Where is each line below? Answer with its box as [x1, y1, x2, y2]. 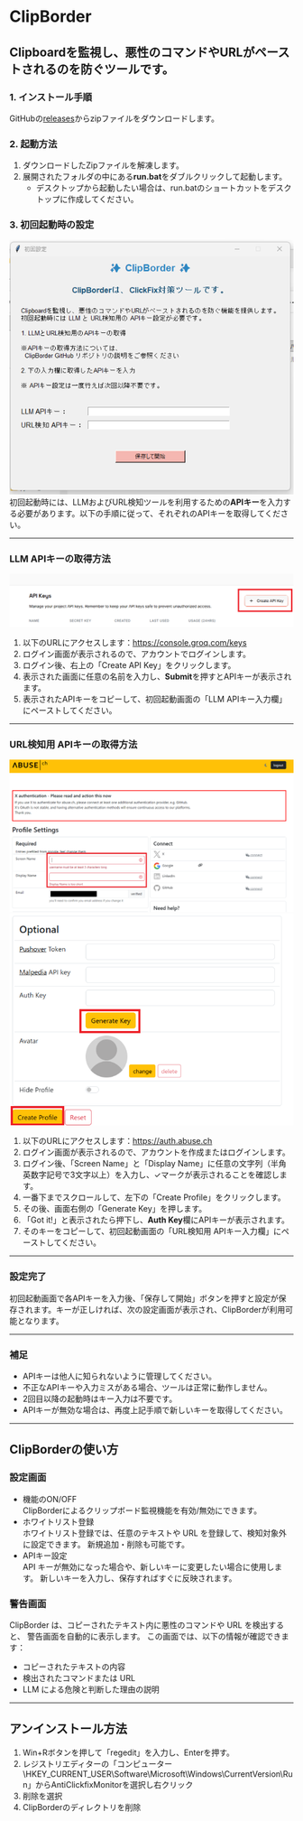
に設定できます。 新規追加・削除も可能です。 [22, 1538, 189, 1549]
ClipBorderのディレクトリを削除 [22, 1801, 142, 1812]
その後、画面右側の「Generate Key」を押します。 [22, 1203, 207, 1214]
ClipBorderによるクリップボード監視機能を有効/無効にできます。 [22, 1505, 262, 1516]
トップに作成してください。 [35, 194, 139, 205]
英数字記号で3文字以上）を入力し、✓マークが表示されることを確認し [22, 1169, 280, 1180]
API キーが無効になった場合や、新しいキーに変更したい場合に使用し [22, 1561, 275, 1572]
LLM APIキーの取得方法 [9, 553, 111, 565]
